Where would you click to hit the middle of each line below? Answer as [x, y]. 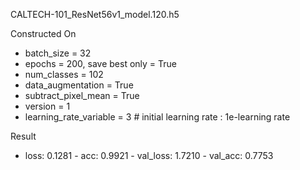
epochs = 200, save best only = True [101, 63]
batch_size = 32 [58, 53]
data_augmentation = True [79, 85]
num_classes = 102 [64, 74]
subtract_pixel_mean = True [82, 95]
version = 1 [47, 106]
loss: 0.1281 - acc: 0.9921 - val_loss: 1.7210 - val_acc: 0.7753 [149, 155]
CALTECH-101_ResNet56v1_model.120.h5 [95, 14]
